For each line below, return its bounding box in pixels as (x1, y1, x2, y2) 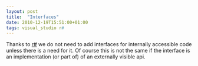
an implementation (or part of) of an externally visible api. (6, 53, 146, 60)
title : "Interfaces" (6, 14, 60, 20)
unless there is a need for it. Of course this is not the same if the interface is (6, 47, 190, 54)
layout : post (6, 8, 38, 15)
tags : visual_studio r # (6, 25, 65, 31)
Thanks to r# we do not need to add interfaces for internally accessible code (6, 41, 192, 48)
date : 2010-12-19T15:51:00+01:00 (6, 19, 88, 25)
